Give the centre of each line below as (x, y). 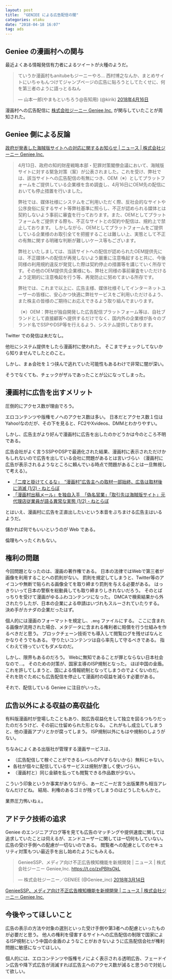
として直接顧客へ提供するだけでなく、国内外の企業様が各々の (96, 318)
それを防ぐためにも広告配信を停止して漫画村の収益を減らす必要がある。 (81, 677)
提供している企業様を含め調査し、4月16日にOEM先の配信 (101, 184)
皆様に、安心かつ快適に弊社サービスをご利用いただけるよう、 (101, 294)
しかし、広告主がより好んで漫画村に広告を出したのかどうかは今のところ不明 (86, 434)
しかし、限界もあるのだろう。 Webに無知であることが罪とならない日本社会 (84, 657)
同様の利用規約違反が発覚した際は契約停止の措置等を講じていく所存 (90, 264)
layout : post (19, 10)
